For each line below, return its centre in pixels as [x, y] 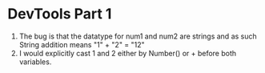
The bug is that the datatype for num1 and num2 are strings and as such [138, 36]
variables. [35, 62]
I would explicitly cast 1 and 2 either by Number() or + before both [128, 53]
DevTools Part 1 [60, 14]
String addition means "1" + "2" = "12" [82, 44]
